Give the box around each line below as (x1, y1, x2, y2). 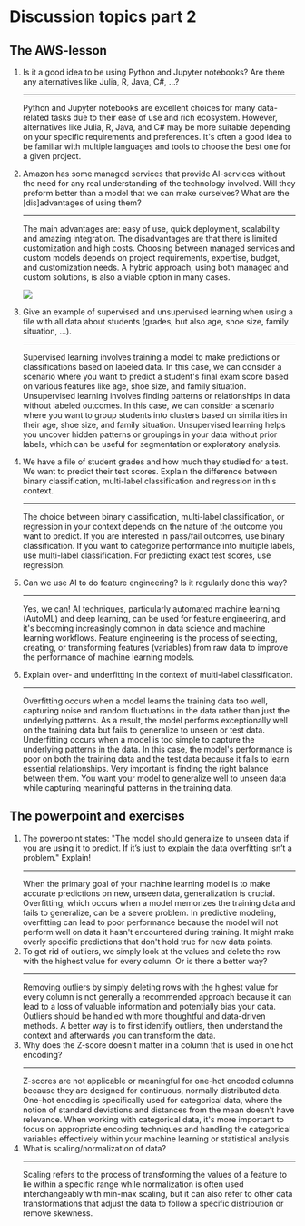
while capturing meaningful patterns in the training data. (22, 782, 233, 792)
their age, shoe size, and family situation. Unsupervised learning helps (22, 420, 286, 430)
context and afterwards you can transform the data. (22, 1030, 216, 1041)
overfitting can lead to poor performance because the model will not (22, 916, 279, 928)
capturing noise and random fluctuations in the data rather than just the (22, 705, 290, 715)
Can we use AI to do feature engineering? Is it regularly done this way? (22, 577, 288, 588)
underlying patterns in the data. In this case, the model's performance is (22, 743, 293, 754)
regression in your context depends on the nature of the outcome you (22, 521, 283, 532)
